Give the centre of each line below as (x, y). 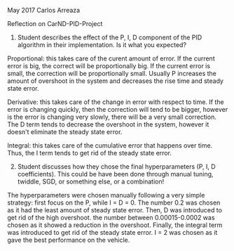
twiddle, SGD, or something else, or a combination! (91, 181)
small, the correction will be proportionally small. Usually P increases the (112, 73)
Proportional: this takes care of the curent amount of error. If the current (111, 58)
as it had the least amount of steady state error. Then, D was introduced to (115, 210)
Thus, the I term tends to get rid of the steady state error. (89, 153)
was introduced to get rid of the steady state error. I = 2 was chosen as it (112, 232)
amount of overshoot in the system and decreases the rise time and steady (116, 81)
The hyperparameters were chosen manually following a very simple (106, 195)
